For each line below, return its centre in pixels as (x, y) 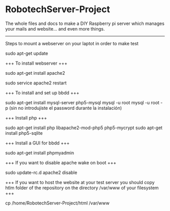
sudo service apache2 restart (36, 83)
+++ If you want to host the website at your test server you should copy (80, 182)
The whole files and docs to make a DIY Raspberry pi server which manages (85, 23)
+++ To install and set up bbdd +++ (42, 93)
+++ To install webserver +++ (36, 63)
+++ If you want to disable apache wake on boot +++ (61, 162)
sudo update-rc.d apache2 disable (41, 172)
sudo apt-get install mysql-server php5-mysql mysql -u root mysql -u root (82, 102)
